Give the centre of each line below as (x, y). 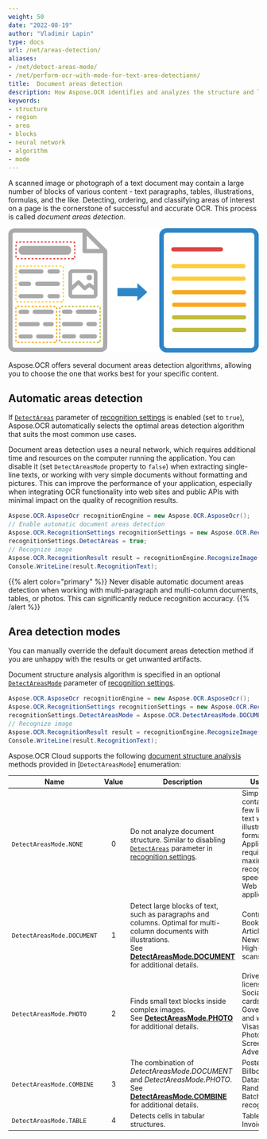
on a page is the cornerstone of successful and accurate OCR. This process (132, 208)
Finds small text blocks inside (178, 1001)
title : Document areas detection (66, 83)
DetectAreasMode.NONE (47, 845)
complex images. (158, 1010)
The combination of (162, 1063)
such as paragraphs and (170, 914)
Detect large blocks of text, (174, 905)
